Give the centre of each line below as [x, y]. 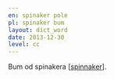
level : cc [24, 45]
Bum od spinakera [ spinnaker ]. [57, 66]
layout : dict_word [38, 30]
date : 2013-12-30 [36, 37]
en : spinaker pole [38, 15]
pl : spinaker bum [36, 23]
